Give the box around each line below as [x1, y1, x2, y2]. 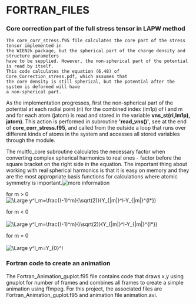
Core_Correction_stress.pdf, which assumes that [6, 74, 128, 80]
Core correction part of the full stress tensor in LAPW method [6, 25, 185, 33]
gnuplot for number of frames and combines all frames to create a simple [6, 279, 184, 286]
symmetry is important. [6, 180, 63, 187]
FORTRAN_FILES [6, 4, 89, 17]
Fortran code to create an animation [6, 259, 111, 268]
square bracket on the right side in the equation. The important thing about [6, 161, 187, 168]
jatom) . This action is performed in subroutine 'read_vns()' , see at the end [6, 118, 187, 125]
